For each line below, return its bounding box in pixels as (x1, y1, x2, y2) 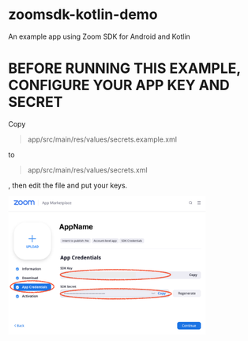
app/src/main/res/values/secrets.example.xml (27, 135, 178, 144)
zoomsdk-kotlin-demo (8, 6, 158, 24)
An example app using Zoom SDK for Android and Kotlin (8, 32, 191, 41)
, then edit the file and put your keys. (8, 180, 128, 190)
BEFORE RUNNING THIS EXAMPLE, (8, 59, 241, 78)
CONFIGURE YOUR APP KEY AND (8, 77, 231, 94)
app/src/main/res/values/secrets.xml (27, 165, 148, 175)
